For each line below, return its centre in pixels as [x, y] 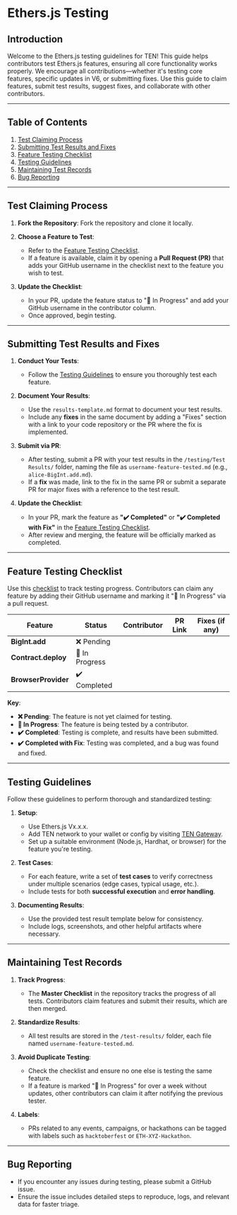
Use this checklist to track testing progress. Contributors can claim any [110, 589]
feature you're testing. [60, 849]
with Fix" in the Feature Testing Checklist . [89, 527]
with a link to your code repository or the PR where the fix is [115, 425]
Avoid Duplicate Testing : [54, 1057]
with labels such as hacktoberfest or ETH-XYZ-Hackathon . [110, 1135]
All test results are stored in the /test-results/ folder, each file [120, 1035]
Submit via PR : [39, 446]
